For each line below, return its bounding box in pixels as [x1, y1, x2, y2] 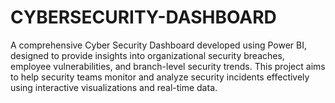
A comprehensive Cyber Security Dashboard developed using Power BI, [10, 39, 307, 51]
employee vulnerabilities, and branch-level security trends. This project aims [10, 60, 326, 72]
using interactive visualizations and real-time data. [10, 81, 218, 93]
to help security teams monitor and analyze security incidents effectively [10, 71, 310, 83]
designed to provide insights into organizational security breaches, [10, 49, 285, 61]
